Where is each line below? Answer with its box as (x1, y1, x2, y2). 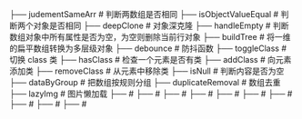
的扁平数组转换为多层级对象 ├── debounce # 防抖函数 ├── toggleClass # (9, 43, 287, 54)
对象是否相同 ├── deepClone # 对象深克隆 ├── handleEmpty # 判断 (33, 20, 289, 31)
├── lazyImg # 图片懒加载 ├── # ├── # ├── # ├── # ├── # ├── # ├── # (9, 88, 293, 99)
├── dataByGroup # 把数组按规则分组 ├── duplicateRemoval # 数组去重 (9, 77, 281, 87)
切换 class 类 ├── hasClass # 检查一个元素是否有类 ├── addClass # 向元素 (9, 55, 292, 64)
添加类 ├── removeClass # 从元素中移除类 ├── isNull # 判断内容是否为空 (9, 65, 285, 76)
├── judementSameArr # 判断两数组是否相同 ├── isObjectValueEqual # (9, 9, 279, 19)
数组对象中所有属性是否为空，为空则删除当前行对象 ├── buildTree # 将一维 (9, 32, 291, 42)
